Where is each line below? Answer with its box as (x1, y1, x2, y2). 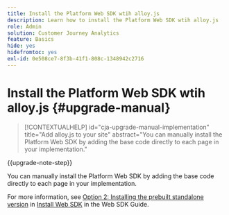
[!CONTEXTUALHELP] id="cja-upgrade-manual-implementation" (24, 123, 210, 131)
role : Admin (7, 23, 42, 30)
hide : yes (7, 42, 36, 49)
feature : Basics (7, 36, 54, 43)
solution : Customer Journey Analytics (7, 29, 119, 37)
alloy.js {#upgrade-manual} (7, 100, 171, 115)
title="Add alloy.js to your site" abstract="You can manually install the (24, 130, 223, 139)
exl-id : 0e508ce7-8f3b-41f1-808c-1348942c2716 (7, 55, 144, 62)
